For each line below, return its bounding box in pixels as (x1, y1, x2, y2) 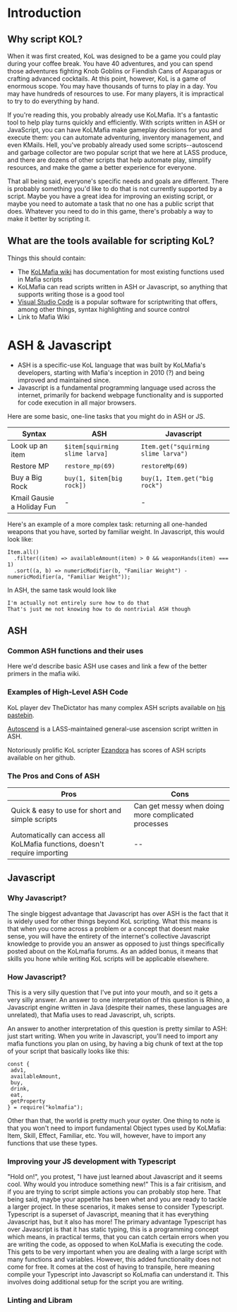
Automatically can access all (11, 830, 106, 840)
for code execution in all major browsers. (17, 398, 137, 407)
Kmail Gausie (11, 493, 54, 503)
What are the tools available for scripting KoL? (7, 235, 215, 247)
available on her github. (7, 753, 75, 762)
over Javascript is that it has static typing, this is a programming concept (7, 1225, 219, 1233)
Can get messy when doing (133, 801, 224, 811)
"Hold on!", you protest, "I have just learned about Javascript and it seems (7, 1173, 223, 1181)
